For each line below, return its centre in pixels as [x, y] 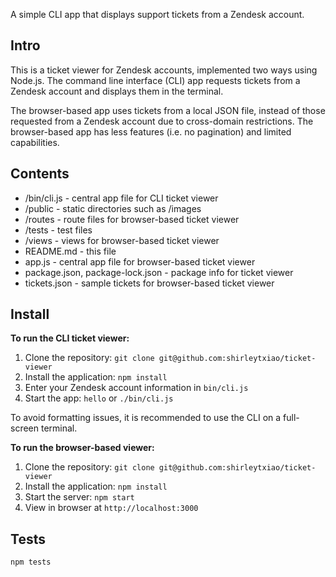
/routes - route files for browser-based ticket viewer [132, 219]
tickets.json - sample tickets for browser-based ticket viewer [149, 283]
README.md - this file [70, 251]
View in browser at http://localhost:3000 [111, 508]
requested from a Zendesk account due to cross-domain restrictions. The [162, 121]
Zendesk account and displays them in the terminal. [117, 91]
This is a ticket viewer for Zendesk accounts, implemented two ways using [164, 70]
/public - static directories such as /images [113, 208]
